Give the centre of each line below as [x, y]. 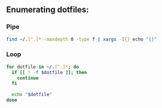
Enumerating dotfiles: [48, 10]
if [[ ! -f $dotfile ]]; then [49, 72]
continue [28, 78]
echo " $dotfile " [32, 95]
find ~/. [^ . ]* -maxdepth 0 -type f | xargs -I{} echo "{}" [82, 39]
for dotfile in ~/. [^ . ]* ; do [43, 67]
